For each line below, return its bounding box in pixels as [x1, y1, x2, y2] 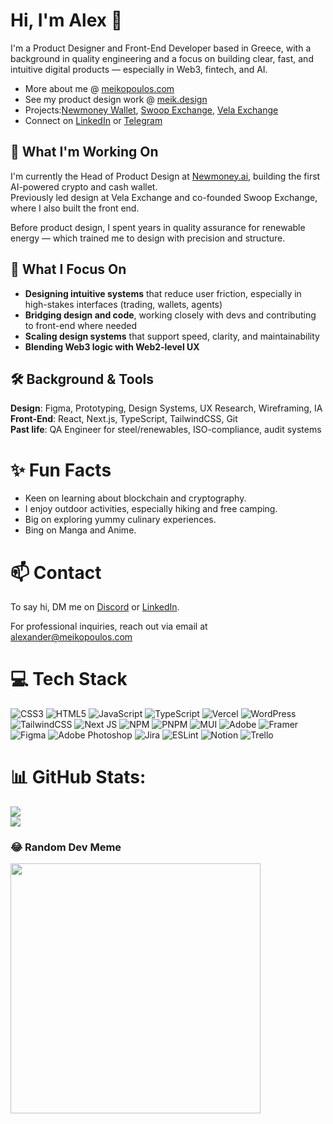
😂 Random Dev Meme [10, 840, 122, 854]
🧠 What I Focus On [10, 261, 127, 278]
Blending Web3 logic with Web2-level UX [24, 340, 200, 353]
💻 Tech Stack [10, 668, 128, 691]
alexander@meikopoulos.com [10, 631, 133, 643]
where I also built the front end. [10, 202, 140, 214]
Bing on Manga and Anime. [24, 524, 137, 536]
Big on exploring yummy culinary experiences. [24, 514, 217, 526]
